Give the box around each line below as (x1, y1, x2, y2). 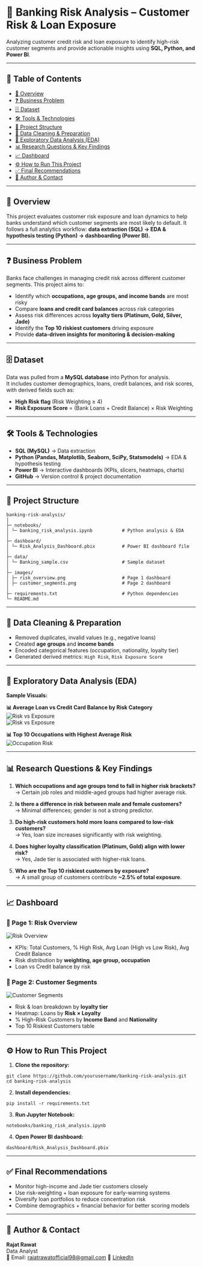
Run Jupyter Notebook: (14, 1111, 75, 1119)
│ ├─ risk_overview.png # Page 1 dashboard (6, 575, 171, 581)
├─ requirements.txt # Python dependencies (6, 590, 179, 597)
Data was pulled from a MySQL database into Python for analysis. (6, 374, 170, 381)
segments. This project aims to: (6, 281, 84, 288)
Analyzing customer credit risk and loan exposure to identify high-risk (6, 38, 179, 45)
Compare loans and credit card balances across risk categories (14, 305, 174, 313)
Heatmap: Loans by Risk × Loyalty (14, 1010, 101, 1017)
